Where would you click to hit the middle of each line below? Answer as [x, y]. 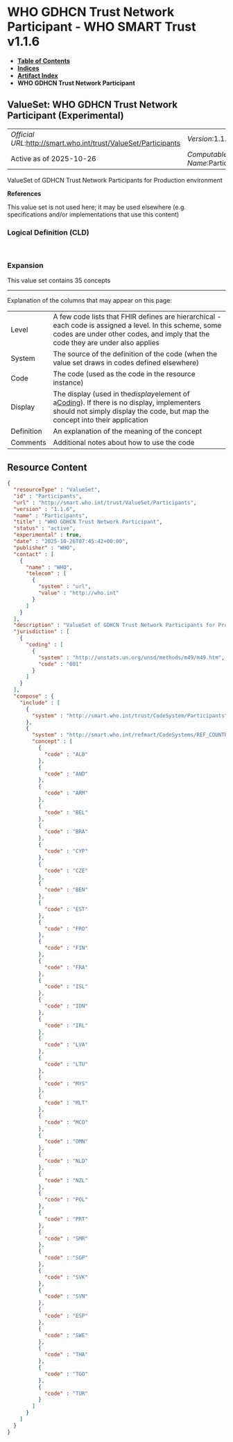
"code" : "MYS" [66, 1084]
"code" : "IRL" [66, 1025]
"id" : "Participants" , [48, 496]
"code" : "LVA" [66, 1045]
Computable [207, 154]
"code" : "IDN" [66, 1006]
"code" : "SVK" [66, 1277]
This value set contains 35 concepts [59, 280]
